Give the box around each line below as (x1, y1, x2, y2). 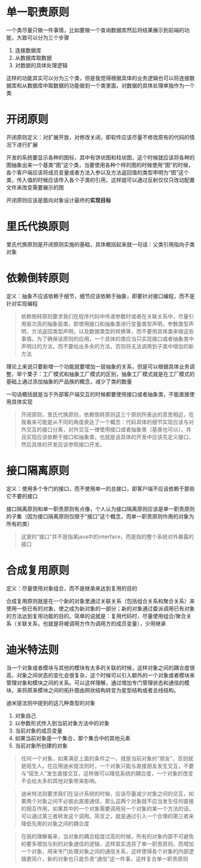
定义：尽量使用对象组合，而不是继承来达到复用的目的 (6, 584, 138, 592)
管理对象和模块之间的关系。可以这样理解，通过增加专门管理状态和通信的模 (6, 679, 190, 686)
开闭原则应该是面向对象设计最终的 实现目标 (6, 196, 111, 204)
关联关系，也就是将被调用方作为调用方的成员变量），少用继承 (16, 620, 166, 627)
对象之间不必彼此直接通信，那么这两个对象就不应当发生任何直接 (36, 797, 194, 804)
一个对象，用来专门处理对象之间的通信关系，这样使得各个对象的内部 (20, 848, 189, 855)
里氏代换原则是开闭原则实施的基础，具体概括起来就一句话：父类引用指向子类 (6, 240, 195, 248)
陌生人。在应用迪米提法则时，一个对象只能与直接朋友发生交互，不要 (26, 762, 194, 769)
